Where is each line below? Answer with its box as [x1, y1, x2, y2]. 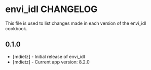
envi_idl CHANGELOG [5, 4, 98, 15]
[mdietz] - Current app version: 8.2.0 [12, 59, 90, 65]
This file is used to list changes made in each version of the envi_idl [5, 20, 146, 26]
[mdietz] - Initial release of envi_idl [12, 53, 85, 59]
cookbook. [5, 25, 28, 31]
